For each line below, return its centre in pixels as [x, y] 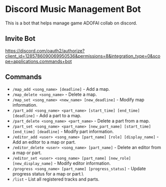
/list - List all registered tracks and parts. [56, 179]
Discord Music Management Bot [73, 9]
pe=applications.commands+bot [39, 61]
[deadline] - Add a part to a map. [47, 115]
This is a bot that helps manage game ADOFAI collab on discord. [71, 23]
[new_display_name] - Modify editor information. [62, 163]
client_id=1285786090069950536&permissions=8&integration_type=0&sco [83, 56]
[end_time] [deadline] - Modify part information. [63, 131]
